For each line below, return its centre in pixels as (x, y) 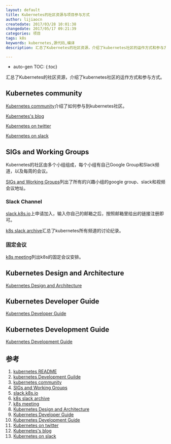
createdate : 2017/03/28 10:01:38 (41, 24)
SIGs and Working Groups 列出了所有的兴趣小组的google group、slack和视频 (85, 182)
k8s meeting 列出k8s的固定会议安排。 (45, 257)
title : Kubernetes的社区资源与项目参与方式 (48, 15)
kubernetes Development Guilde (47, 377)
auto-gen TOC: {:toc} (35, 66)
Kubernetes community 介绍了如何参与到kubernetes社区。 (66, 106)
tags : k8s (16, 39)
